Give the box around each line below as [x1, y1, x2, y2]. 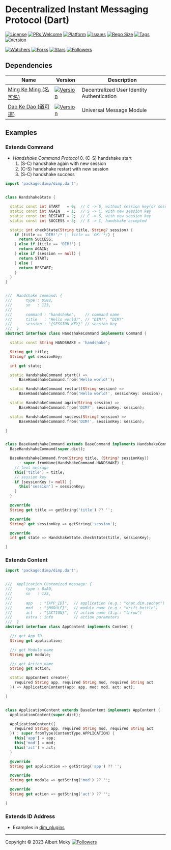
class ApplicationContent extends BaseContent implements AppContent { [5, 707, 160, 713]
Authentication [81, 93, 117, 100]
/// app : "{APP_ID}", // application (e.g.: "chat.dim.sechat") [5, 601, 165, 606]
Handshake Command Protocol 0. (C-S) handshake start [12, 155, 132, 161]
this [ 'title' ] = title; [14, 470, 65, 475]
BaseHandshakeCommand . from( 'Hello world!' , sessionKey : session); [18, 391, 163, 396]
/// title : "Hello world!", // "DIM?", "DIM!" [5, 317, 124, 322]
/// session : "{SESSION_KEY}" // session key [5, 322, 117, 327]
